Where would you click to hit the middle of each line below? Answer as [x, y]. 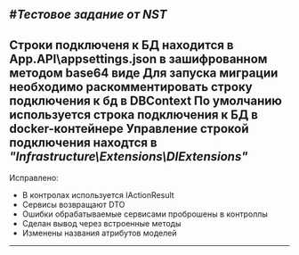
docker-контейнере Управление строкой [129, 128]
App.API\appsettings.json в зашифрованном [138, 58]
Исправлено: [34, 178]
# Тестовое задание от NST [88, 15]
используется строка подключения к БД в [133, 115]
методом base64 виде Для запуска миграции [144, 73]
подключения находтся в [83, 142]
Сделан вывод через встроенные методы [101, 224]
